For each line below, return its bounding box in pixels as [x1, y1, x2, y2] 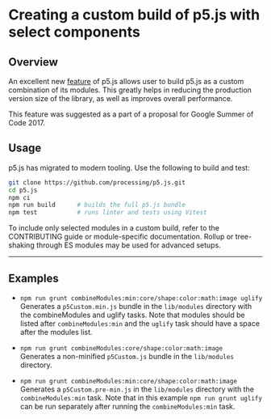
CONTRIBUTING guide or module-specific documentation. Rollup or [8, 232, 234, 242]
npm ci [8, 193, 31, 201]
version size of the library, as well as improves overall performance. [8, 94, 233, 103]
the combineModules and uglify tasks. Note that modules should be [19, 310, 245, 320]
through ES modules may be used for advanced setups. [35, 240, 222, 250]
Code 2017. [8, 118, 46, 127]
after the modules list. [19, 328, 93, 336]
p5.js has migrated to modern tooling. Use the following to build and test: [8, 163, 250, 172]
